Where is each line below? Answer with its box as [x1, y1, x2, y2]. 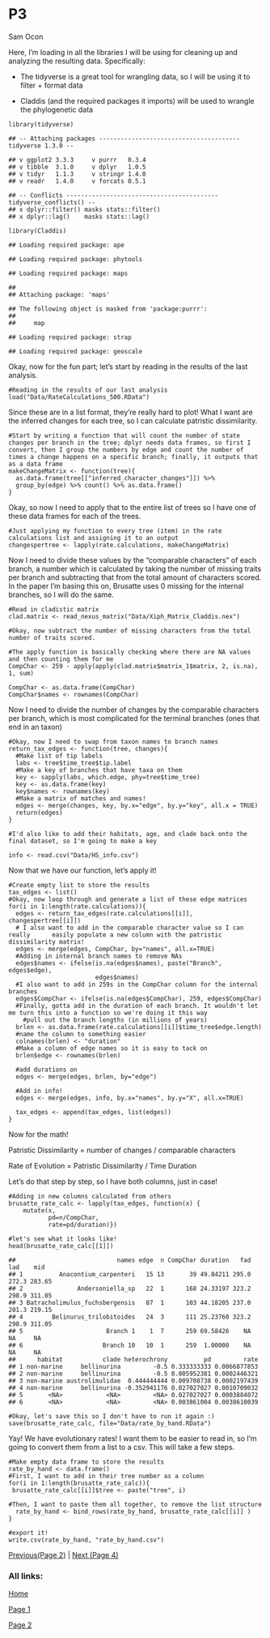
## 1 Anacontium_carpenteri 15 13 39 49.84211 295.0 [8, 1270, 251, 1278]
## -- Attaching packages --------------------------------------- [8, 135, 241, 143]
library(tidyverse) [8, 120, 74, 128]
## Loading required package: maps [8, 269, 129, 277]
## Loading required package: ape [8, 241, 125, 249]
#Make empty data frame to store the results [8, 1457, 164, 1466]
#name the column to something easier [15, 1030, 147, 1038]
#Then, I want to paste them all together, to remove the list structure [8, 1500, 263, 1508]
